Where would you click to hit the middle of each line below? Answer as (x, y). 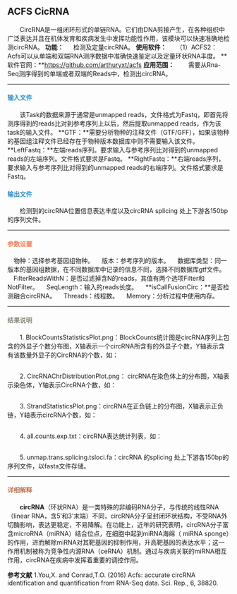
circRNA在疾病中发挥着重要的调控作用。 (84, 559)
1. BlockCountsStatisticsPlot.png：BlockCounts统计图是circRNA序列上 (121, 337)
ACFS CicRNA (38, 12)
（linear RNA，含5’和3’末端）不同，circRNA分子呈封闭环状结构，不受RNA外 (117, 516)
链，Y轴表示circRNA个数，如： (52, 415)
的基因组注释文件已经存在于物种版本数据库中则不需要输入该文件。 (103, 141)
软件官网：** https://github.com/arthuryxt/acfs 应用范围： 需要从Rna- (114, 65)
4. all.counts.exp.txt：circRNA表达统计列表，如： (91, 436)
